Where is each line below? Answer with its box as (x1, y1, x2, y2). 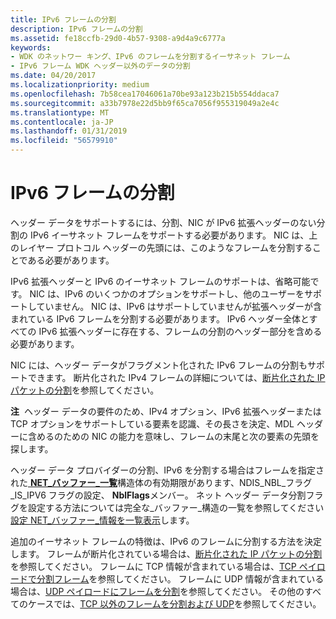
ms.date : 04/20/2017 (10, 71, 97, 81)
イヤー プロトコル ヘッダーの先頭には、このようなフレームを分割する (27, 241, 313, 253)
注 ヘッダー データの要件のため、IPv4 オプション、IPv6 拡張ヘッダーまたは (10, 405, 322, 417)
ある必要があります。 (27, 254, 115, 266)
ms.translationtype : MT (10, 107, 110, 118)
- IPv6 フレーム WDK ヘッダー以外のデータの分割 (10, 61, 191, 71)
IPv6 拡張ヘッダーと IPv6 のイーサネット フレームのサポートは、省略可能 (10, 275, 311, 287)
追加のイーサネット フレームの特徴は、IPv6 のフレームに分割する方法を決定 (10, 535, 323, 547)
